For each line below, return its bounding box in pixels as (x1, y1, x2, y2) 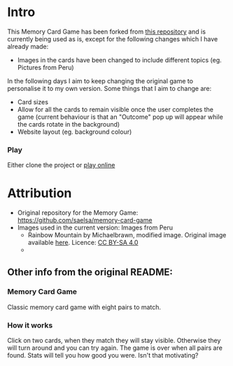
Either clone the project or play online (7, 161, 115, 169)
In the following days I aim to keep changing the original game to (7, 76, 194, 85)
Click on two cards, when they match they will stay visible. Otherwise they (7, 337, 221, 345)
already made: (7, 42, 49, 50)
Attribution (7, 185, 72, 202)
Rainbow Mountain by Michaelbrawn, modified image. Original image (27, 231, 227, 239)
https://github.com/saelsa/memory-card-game (17, 216, 153, 225)
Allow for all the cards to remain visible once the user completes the (17, 105, 213, 113)
